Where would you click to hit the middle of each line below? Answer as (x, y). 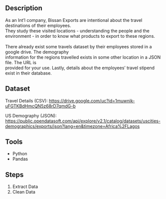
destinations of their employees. (38, 25)
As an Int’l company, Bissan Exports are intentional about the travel (74, 20)
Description (24, 8)
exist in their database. (29, 73)
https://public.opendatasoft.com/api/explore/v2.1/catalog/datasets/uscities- (83, 121)
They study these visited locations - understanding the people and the (77, 31)
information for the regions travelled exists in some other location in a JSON (83, 57)
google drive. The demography (37, 52)
